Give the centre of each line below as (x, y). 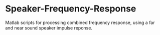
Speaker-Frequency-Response (71, 9)
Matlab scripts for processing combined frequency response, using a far (80, 22)
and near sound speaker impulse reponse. (49, 27)
